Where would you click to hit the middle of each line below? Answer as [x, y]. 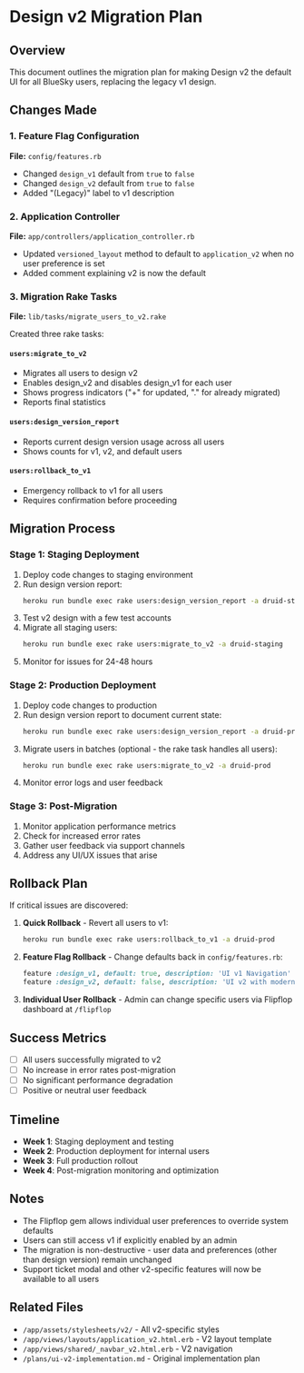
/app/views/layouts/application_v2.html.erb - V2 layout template [147, 1338]
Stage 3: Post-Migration [64, 806]
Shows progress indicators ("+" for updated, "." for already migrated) [152, 393]
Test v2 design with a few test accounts [97, 618]
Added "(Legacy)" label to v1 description [98, 193]
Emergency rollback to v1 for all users [93, 490]
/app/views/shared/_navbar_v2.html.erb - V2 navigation [127, 1348]
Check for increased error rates [81, 836]
